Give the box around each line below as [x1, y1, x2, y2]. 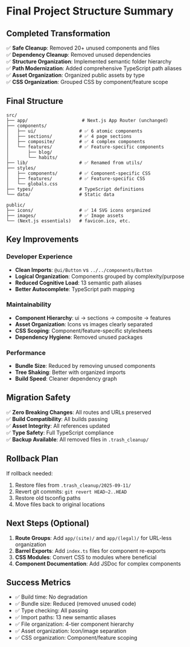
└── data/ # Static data [6, 192, 115, 198]
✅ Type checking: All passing [14, 607, 89, 614]
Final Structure [6, 96, 63, 106]
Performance [6, 349, 46, 357]
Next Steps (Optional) [6, 518, 89, 529]
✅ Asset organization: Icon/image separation [14, 627, 127, 635]
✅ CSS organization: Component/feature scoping [14, 634, 138, 642]
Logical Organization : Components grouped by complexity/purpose [14, 272, 185, 280]
